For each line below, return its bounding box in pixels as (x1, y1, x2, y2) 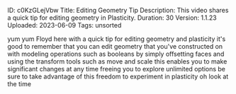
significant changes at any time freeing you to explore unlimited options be (7, 65, 225, 73)
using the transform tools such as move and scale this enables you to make (7, 57, 227, 66)
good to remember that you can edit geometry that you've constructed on (7, 42, 223, 50)
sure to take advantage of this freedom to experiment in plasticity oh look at (7, 72, 229, 81)
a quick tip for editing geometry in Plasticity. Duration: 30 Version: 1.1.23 (7, 13, 218, 22)
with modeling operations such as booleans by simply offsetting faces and (7, 49, 225, 58)
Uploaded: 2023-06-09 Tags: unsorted (7, 21, 122, 29)
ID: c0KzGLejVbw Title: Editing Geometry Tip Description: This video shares (7, 6, 229, 14)
